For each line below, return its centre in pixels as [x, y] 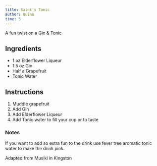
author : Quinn [20, 14]
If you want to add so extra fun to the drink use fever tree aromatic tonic [78, 143]
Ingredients [23, 48]
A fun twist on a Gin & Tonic [33, 33]
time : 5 [13, 19]
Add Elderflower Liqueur [37, 114]
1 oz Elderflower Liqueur [37, 60]
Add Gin [21, 109]
